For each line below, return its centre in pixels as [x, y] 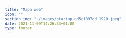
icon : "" [14, 14]
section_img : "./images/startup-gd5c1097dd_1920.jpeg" [63, 19]
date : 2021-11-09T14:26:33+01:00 [40, 23]
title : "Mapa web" [24, 10]
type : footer [19, 28]
